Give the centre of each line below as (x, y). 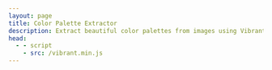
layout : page (30, 16)
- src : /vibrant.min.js (63, 53)
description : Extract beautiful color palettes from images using (123, 31)
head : (17, 38)
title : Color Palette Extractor (63, 23)
